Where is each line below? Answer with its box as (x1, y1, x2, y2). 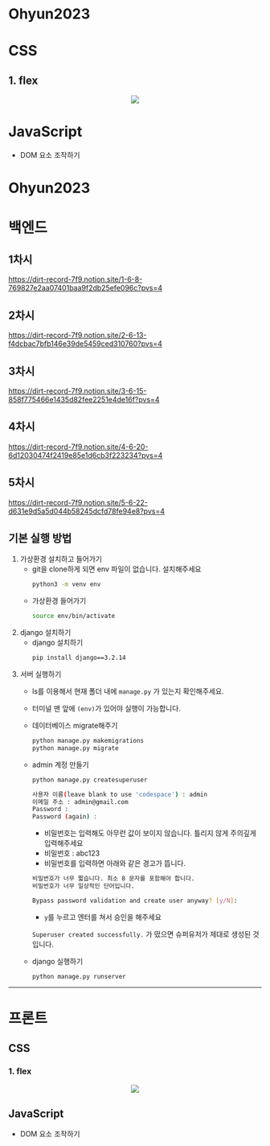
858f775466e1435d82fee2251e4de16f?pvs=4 (8, 394, 160, 404)
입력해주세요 (43, 839, 84, 848)
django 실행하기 (31, 956, 84, 966)
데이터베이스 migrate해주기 (31, 721, 118, 730)
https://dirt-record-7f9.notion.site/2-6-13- (8, 331, 147, 340)
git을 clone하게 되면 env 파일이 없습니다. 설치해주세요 (31, 564, 202, 574)
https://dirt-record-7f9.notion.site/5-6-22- (8, 497, 149, 507)
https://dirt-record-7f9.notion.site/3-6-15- (8, 385, 147, 395)
